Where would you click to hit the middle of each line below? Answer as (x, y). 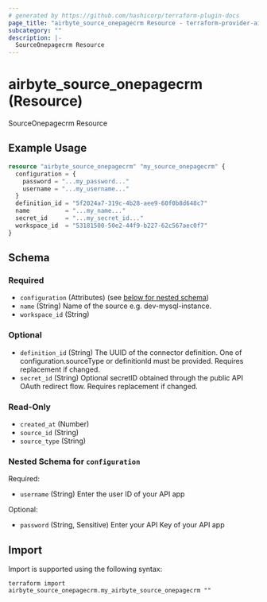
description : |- (35, 38)
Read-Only (30, 407)
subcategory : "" (35, 30)
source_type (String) (52, 441)
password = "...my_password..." (76, 181)
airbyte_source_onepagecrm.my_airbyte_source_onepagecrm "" (110, 591)
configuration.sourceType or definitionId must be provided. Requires (132, 361)
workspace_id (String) (54, 315)
